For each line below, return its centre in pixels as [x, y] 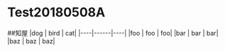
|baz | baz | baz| [31, 41]
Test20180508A [56, 12]
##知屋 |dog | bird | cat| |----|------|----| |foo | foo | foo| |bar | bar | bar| [113, 33]
